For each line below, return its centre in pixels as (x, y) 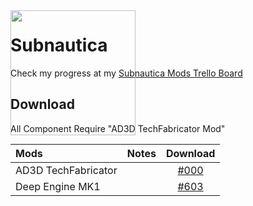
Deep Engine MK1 (58, 186)
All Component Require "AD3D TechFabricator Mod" (118, 128)
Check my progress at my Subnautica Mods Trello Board (126, 73)
